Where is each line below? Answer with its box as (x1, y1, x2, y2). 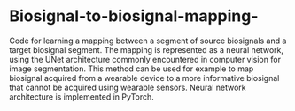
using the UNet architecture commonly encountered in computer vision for (9, 54, 282, 64)
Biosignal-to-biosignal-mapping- (9, 6, 259, 26)
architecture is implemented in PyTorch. (9, 91, 155, 102)
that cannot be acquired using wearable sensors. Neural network (9, 82, 246, 92)
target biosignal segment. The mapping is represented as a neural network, (9, 44, 284, 55)
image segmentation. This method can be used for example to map (9, 63, 254, 74)
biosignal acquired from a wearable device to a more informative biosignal (9, 72, 280, 83)
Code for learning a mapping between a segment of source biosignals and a (9, 35, 287, 46)
